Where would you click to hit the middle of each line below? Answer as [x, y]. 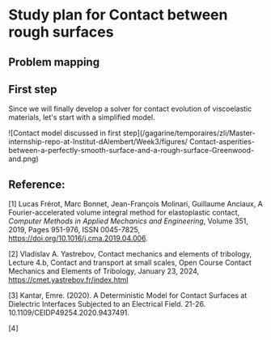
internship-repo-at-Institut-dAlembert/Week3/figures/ [98, 142]
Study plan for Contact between [118, 15]
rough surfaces [61, 32]
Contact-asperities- [222, 142]
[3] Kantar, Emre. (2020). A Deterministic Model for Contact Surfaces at [128, 295]
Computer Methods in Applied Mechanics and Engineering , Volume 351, [128, 221]
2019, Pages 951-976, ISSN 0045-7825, [74, 230]
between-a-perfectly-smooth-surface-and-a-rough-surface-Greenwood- [131, 151]
